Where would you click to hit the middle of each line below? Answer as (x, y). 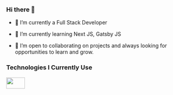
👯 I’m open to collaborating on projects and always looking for (91, 46)
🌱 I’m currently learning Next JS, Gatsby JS (68, 34)
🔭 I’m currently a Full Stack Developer (61, 23)
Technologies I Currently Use (49, 68)
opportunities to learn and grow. (54, 52)
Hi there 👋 (21, 10)
